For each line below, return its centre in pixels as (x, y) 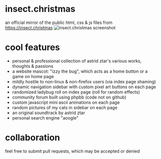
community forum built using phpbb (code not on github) (69, 97)
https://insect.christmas (29, 27)
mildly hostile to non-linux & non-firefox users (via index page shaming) (84, 81)
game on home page (33, 76)
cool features (32, 48)
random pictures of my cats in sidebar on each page (65, 107)
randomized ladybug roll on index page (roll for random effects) (76, 92)
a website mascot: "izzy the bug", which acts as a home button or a (80, 71)
